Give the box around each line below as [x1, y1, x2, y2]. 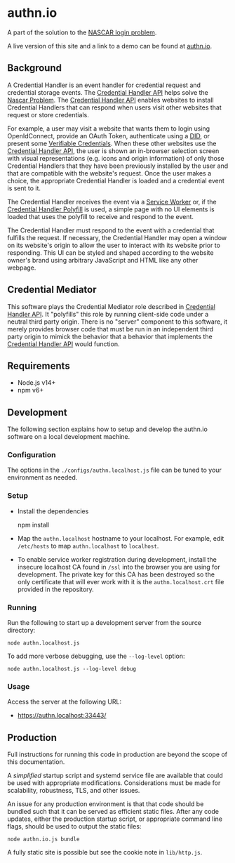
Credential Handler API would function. [7, 339, 120, 348]
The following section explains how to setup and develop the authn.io [7, 425, 208, 433]
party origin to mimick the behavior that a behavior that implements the [7, 332, 213, 341]
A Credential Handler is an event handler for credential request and [7, 81, 201, 89]
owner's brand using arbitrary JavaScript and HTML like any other [7, 256, 199, 264]
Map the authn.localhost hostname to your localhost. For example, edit [17, 534, 224, 542]
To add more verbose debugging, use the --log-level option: [7, 652, 185, 661]
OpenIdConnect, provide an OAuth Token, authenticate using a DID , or [7, 131, 210, 140]
